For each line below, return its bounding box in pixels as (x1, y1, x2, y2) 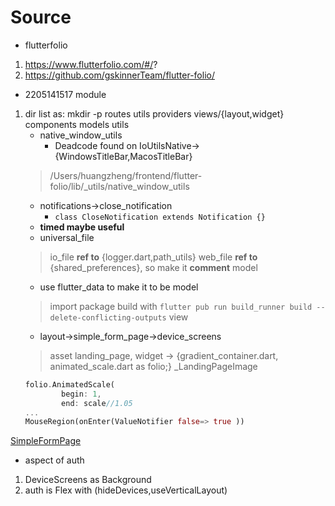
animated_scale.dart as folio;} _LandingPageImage (49, 360, 258, 372)
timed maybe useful (39, 221, 125, 233)
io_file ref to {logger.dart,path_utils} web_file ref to (49, 251, 258, 263)
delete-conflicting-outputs (49, 312, 167, 323)
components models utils (24, 118, 130, 130)
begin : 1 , (61, 389, 102, 399)
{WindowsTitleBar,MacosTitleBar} (54, 150, 193, 162)
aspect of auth (24, 454, 85, 466)
